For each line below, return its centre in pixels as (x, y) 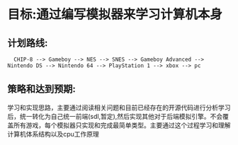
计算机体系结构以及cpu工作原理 (53, 134)
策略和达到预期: (42, 89)
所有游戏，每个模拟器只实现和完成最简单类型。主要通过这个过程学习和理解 (122, 125)
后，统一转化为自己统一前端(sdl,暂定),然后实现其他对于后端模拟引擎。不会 (115, 116)
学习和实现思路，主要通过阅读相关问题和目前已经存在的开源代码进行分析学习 (119, 108)
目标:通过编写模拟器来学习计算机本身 (115, 14)
